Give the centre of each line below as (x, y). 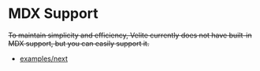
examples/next (44, 59)
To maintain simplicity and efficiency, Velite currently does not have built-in (130, 35)
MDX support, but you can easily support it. (79, 43)
